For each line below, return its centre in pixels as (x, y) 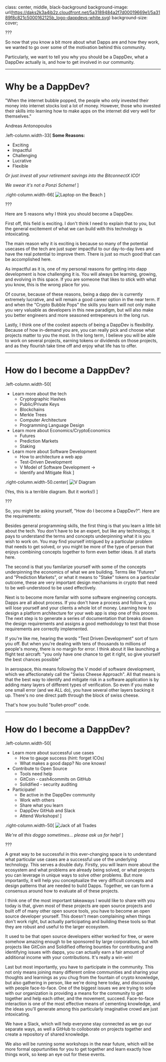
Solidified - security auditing (48, 784)
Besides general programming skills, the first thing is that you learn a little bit (83, 526)
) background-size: (128, 18)
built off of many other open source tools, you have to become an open (78, 911)
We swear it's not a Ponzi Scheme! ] (42, 185)
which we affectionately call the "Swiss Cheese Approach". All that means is (83, 674)
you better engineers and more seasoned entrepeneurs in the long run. (77, 315)
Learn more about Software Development (54, 451)
